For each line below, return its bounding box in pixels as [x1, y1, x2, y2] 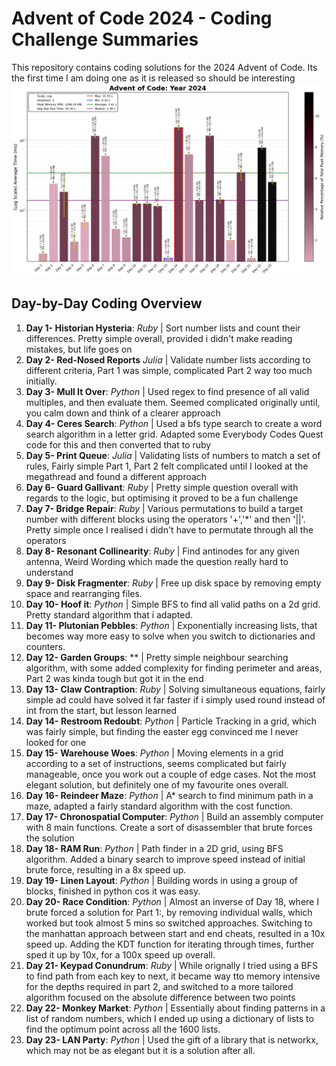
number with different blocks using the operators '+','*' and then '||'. [25, 513, 306, 525]
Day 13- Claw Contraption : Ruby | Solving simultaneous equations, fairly [25, 683, 326, 695]
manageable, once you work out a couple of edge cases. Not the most [25, 768, 317, 780]
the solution [25, 832, 75, 844]
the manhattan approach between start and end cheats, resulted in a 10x [25, 927, 326, 939]
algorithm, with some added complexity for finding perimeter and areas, [25, 662, 323, 674]
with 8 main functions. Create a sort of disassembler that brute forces [25, 821, 313, 833]
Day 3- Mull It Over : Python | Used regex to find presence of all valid [25, 385, 310, 397]
